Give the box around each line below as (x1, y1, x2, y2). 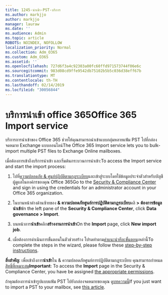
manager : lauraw (5, 21, 39, 27)
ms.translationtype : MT (5, 73, 56, 78)
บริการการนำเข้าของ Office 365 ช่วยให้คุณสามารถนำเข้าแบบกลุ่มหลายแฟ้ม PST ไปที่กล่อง (5, 137, 157, 143)
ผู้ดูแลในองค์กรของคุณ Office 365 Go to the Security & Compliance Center (12, 179, 156, 185)
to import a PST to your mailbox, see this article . (5, 284, 105, 290)
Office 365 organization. (12, 190, 64, 196)
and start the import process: (5, 164, 66, 170)
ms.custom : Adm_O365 (5, 54, 49, 60)
